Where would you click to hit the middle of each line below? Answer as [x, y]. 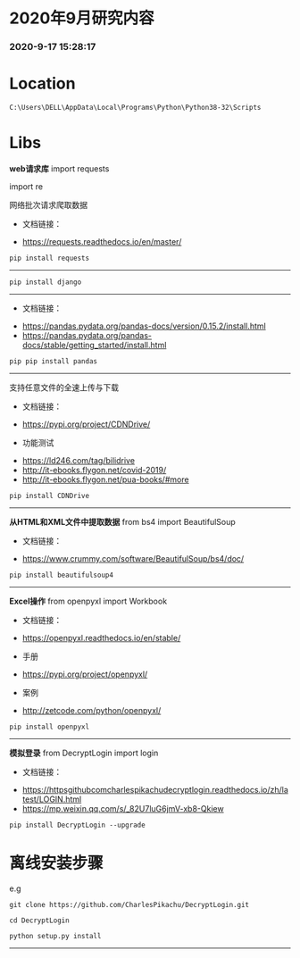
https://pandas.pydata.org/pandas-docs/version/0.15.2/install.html [144, 326]
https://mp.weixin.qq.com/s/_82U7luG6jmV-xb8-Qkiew [123, 808]
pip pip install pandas [54, 361]
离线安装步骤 [57, 863]
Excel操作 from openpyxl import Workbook [88, 601]
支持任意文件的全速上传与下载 [64, 387]
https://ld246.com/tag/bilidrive [79, 460]
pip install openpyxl [50, 727]
